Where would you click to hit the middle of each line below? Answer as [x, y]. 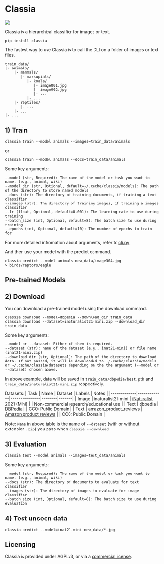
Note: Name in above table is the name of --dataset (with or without [72, 424]
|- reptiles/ [27, 102]
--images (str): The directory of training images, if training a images [82, 203]
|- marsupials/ [36, 77]
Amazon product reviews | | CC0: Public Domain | [55, 414]
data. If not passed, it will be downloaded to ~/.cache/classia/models [81, 361]
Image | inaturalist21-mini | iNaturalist [115, 398]
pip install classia [26, 41]
